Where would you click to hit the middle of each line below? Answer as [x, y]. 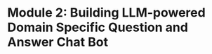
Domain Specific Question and [98, 27]
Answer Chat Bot [58, 42]
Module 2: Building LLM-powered [106, 13]
